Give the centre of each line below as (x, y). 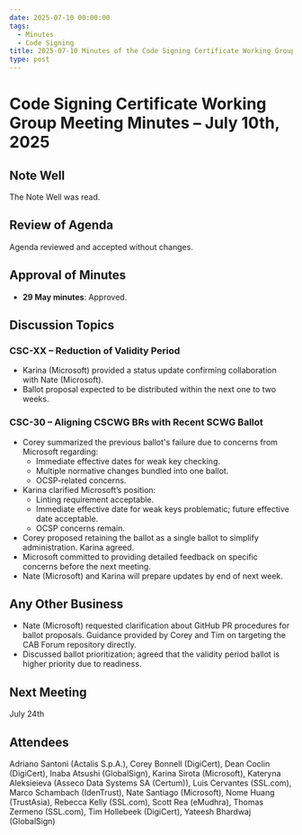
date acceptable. (67, 518)
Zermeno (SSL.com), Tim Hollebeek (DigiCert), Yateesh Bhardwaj (130, 812)
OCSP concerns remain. (80, 528)
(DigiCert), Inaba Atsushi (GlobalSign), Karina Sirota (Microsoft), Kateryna (145, 774)
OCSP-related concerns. (81, 480)
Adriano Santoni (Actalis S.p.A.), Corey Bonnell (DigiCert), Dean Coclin (140, 764)
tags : (19, 26)
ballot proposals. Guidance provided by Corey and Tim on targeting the (154, 635)
